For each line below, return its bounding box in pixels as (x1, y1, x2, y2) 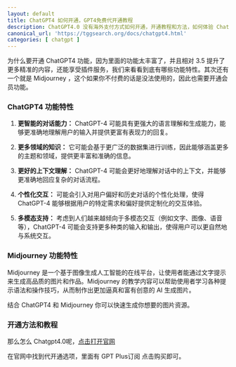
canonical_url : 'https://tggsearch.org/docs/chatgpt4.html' (7, 29, 188, 37)
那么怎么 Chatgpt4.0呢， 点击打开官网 (7, 338, 116, 346)
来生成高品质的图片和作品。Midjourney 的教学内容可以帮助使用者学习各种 (7, 276, 221, 285)
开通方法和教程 (7, 320, 58, 330)
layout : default (7, 10, 55, 18)
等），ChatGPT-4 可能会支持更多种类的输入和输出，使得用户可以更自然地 (17, 222, 228, 232)
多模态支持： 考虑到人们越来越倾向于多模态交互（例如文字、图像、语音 (17, 214, 223, 222)
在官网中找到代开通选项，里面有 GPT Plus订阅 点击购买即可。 (7, 352, 185, 361)
